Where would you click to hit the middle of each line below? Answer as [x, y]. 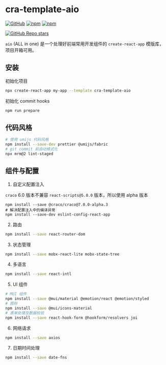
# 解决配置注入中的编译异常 [31, 210]
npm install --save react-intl [38, 274]
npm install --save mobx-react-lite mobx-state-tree [62, 254]
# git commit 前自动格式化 [32, 149]
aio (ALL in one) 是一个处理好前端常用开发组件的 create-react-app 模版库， [85, 44]
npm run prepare [22, 110]
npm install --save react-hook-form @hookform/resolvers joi [72, 318]
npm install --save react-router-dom [45, 234]
